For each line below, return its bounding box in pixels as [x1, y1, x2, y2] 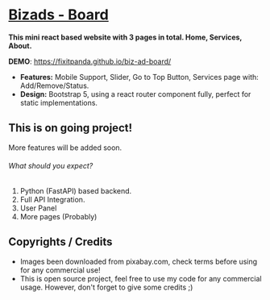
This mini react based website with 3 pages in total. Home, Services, [8, 32, 243, 42]
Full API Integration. [19, 194, 85, 204]
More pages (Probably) [19, 211, 98, 221]
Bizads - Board [8, 6, 109, 24]
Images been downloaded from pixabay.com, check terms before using [19, 256, 258, 266]
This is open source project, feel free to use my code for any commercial [19, 273, 262, 283]
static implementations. [19, 98, 98, 107]
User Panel [19, 203, 57, 213]
